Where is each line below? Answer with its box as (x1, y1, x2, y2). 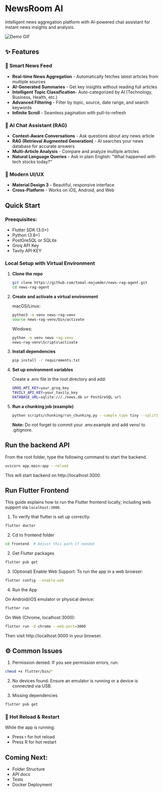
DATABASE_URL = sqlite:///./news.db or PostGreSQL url (12, 395, 122, 400)
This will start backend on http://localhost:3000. (5, 472, 101, 478)
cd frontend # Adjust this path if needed (5, 542, 95, 547)
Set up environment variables (12, 367, 73, 373)
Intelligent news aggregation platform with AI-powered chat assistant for (5, 19, 150, 25)
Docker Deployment (12, 782, 53, 788)
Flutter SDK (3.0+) (12, 227, 49, 233)
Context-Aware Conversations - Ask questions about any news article (12, 132, 155, 139)
